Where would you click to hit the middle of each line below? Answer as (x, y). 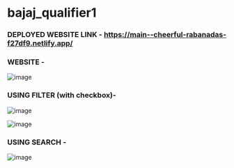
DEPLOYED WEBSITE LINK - (55, 35)
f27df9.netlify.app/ (40, 43)
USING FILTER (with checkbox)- (62, 96)
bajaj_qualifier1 (52, 13)
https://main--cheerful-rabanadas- (165, 35)
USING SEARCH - (37, 142)
